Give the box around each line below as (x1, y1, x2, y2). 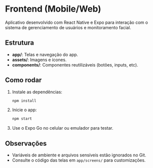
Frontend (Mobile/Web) (5, 3, 102, 15)
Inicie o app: (12, 107, 37, 113)
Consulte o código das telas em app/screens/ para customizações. (12, 157, 146, 163)
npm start (12, 117, 33, 121)
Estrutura (5, 39, 34, 47)
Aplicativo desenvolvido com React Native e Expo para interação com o (5, 19, 148, 25)
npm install (12, 98, 36, 103)
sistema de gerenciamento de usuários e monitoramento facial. (5, 24, 131, 30)
